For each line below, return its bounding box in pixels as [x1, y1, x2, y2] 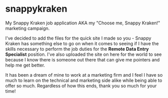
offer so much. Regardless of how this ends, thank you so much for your [5, 82, 157, 89]
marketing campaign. [5, 25, 50, 31]
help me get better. [5, 62, 45, 68]
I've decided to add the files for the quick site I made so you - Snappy [5, 35, 152, 41]
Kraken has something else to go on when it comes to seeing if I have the [5, 40, 159, 46]
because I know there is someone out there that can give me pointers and [5, 56, 160, 62]
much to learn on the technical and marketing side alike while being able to [5, 77, 162, 83]
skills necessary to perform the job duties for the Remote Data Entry [5, 46, 149, 52]
